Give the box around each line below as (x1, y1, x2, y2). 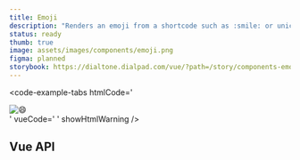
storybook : (9, 63, 50, 72)
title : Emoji (9, 12, 58, 22)
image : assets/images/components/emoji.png (9, 46, 174, 55)
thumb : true (9, 37, 54, 47)
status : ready (9, 29, 62, 38)
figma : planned (9, 54, 66, 63)
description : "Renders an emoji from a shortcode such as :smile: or (9, 21, 274, 30)
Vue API (9, 140, 55, 155)
